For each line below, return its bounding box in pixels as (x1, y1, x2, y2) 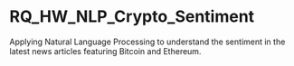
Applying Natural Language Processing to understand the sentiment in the (9, 36, 286, 47)
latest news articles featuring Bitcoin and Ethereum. (9, 45, 202, 56)
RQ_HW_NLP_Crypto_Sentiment (9, 6, 255, 27)
